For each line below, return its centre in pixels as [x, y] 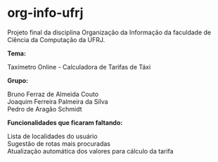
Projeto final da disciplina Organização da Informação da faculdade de [109, 32]
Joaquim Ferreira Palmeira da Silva [58, 101]
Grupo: [18, 80]
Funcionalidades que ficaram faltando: [65, 122]
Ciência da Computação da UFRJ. [56, 39]
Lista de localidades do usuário [52, 136]
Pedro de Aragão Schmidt [45, 109]
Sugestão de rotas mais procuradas [59, 143]
